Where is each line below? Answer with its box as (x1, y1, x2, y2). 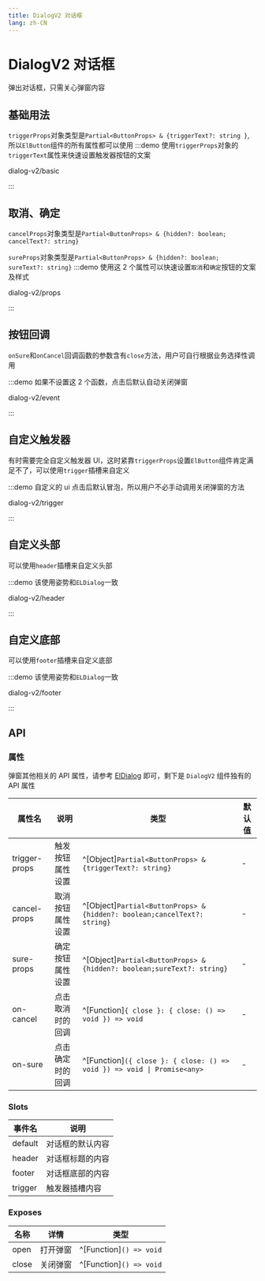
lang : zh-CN (8, 19, 47, 27)
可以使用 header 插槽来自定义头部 (8, 560, 113, 570)
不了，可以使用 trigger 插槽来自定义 (14, 465, 130, 474)
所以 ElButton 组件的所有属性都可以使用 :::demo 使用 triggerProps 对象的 (8, 140, 239, 150)
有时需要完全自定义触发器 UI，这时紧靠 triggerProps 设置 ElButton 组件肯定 (8, 455, 247, 465)
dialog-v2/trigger (8, 498, 65, 508)
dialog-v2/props (8, 288, 62, 298)
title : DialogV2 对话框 (8, 11, 83, 20)
